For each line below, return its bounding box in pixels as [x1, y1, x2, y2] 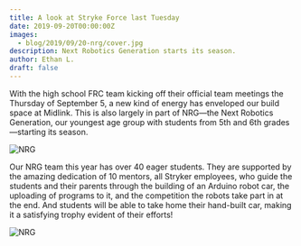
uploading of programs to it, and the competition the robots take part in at [9, 190, 284, 201]
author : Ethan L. [9, 55, 75, 64]
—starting [9, 126, 47, 137]
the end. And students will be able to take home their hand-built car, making [9, 199, 292, 210]
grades [263, 116, 290, 127]
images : [9, 30, 39, 39]
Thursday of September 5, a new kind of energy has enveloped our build [9, 97, 280, 108]
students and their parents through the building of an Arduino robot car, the [9, 180, 290, 191]
